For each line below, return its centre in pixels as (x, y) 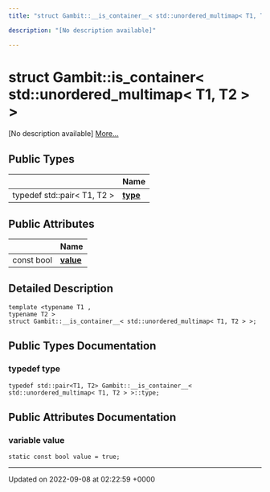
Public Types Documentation (82, 346)
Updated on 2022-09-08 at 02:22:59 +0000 (82, 479)
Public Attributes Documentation (92, 417)
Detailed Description (61, 289)
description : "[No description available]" (82, 30)
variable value (37, 440)
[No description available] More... (63, 134)
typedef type (34, 369)
